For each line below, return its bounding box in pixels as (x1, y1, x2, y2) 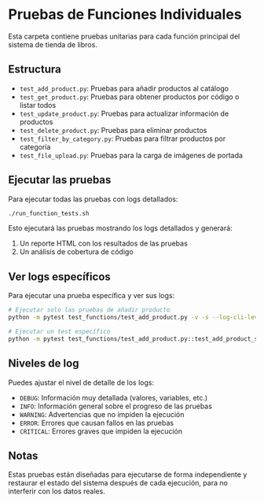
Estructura (8, 63, 61, 76)
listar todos (19, 100, 57, 109)
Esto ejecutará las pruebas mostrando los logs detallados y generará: (8, 223, 233, 233)
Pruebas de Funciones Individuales (8, 6, 242, 24)
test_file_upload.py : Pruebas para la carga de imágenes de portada (19, 150, 244, 160)
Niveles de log (8, 356, 79, 371)
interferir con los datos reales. (8, 486, 106, 496)
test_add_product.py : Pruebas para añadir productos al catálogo (19, 83, 229, 93)
